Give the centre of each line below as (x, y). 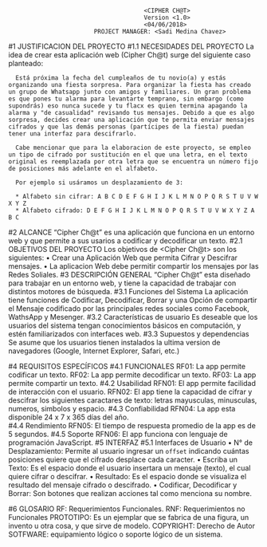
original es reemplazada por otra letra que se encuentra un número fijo (133, 162)
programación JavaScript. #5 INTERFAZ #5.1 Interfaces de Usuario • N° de (131, 443)
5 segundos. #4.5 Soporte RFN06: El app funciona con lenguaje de (118, 434)
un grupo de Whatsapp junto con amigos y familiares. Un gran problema (130, 92)
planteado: (26, 63)
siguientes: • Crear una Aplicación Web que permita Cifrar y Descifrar (123, 258)
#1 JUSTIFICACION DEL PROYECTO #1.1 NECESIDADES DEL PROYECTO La (131, 46)
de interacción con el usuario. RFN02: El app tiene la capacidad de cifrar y (130, 392)
